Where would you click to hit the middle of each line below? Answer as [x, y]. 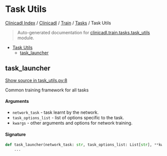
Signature [16, 134]
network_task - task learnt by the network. [55, 112]
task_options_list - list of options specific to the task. [68, 117]
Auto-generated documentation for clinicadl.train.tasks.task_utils [83, 32]
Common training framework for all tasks [47, 90]
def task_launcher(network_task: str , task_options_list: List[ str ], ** [82, 145]
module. [26, 38]
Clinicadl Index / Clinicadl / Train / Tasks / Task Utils [58, 23]
